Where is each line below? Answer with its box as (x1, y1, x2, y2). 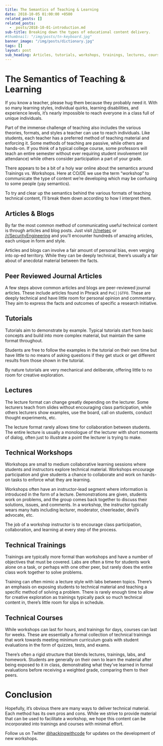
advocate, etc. (5, 512, 34, 518)
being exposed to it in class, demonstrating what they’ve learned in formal (5, 662, 153, 668)
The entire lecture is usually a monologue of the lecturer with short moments (5, 429, 158, 435)
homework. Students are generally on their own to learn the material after (5, 657, 152, 662)
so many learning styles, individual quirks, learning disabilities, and (5, 105, 139, 111)
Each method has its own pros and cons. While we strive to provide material (5, 710, 157, 716)
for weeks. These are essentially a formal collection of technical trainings (5, 632, 151, 637)
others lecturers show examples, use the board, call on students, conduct (5, 410, 152, 415)
